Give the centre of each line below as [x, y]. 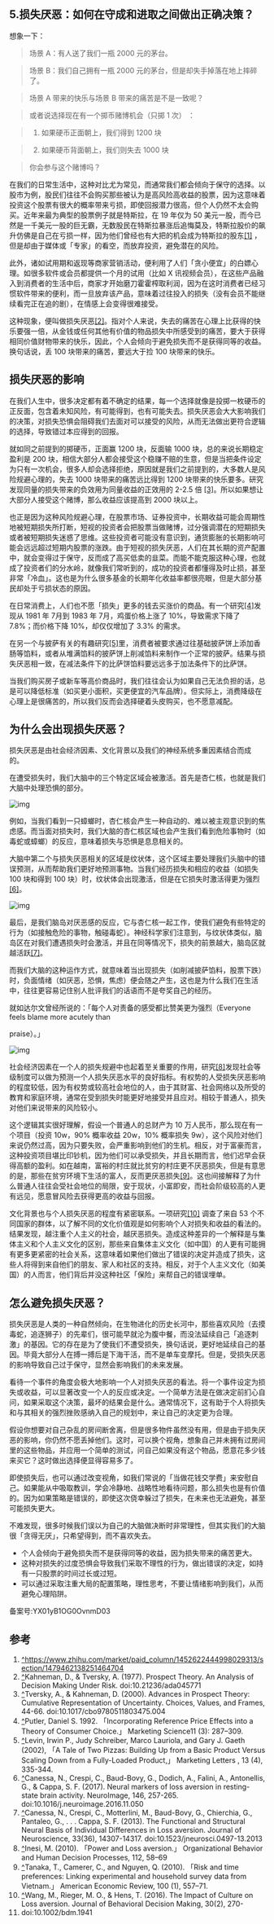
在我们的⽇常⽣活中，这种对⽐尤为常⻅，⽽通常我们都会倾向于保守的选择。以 [137, 184]
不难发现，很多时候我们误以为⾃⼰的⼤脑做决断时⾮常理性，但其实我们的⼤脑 [137, 1526]
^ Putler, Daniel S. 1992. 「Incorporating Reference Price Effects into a [137, 1721]
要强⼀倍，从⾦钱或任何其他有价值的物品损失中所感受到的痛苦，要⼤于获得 [141, 331]
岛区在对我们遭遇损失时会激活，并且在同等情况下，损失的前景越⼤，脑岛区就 [137, 942]
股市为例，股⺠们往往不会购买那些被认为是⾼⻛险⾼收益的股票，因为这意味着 [137, 195]
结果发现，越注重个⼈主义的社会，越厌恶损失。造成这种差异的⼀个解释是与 [134, 1234]
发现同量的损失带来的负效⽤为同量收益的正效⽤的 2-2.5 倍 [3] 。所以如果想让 [136, 489]
